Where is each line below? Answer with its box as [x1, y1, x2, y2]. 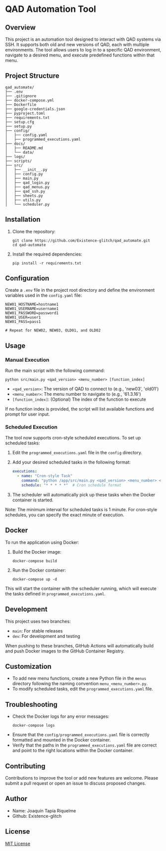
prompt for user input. [5, 411, 50, 417]
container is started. [12, 497, 54, 503]
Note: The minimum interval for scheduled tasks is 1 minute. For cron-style [5, 506, 158, 512]
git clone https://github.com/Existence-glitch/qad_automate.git [12, 238, 150, 243]
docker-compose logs [12, 723, 55, 728]
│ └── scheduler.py [5, 202, 50, 207]
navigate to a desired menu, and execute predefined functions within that [5, 52, 155, 58]
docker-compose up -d [12, 577, 57, 582]
